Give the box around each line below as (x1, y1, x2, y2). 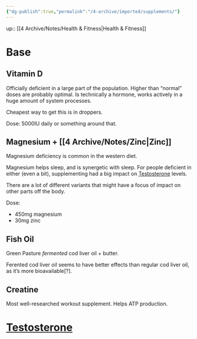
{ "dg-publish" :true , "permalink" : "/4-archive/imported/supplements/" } (6, 8, 181, 15)
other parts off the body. (6, 188, 66, 195)
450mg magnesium (14, 210, 62, 218)
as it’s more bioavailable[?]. (6, 268, 72, 275)
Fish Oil (6, 234, 34, 244)
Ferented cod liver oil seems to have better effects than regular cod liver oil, (6, 261, 189, 268)
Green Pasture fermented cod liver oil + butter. (6, 250, 119, 257)
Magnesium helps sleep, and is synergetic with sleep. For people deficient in (6, 164, 192, 171)
